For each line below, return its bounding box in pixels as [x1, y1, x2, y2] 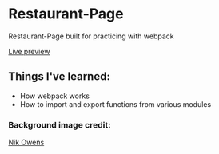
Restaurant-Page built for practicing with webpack [8, 31, 174, 41]
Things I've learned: [8, 69, 110, 84]
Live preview [8, 46, 50, 56]
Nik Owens [8, 137, 45, 148]
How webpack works [19, 91, 90, 101]
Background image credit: [8, 119, 111, 130]
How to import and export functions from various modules [19, 99, 212, 109]
